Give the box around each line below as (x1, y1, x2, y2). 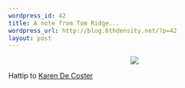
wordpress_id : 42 (8, 11, 66, 20)
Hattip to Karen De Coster (8, 71, 94, 81)
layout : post (8, 34, 52, 42)
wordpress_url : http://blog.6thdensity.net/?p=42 (8, 26, 178, 34)
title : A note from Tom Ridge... (8, 19, 120, 27)
